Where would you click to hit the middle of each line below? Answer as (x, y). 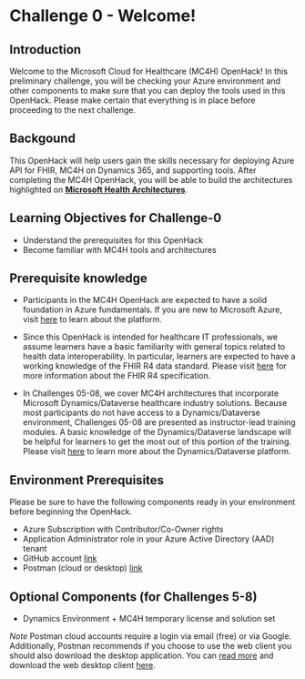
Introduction (46, 50)
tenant (35, 549)
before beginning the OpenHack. (71, 512)
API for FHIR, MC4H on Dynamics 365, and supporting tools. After (133, 170)
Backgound (42, 139)
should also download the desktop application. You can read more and (142, 655)
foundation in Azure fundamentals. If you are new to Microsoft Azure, (152, 309)
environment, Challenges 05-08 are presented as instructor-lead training (159, 422)
